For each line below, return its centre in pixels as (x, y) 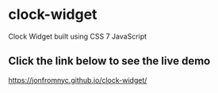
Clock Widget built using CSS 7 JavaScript (78, 36)
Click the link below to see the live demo (109, 61)
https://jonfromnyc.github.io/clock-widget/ (78, 80)
